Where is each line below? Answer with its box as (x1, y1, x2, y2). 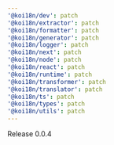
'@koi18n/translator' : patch (7, 85, 103, 93)
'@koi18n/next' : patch (7, 48, 82, 56)
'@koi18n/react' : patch (7, 63, 86, 71)
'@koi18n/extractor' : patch (7, 19, 100, 27)
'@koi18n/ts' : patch (7, 93, 75, 101)
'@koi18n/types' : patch (7, 100, 86, 108)
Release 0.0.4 (7, 129, 52, 139)
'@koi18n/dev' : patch (7, 11, 79, 20)
